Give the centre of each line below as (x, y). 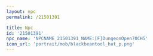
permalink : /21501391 (33, 17)
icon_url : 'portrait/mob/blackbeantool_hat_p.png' (71, 44)
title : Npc (20, 28)
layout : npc (21, 11)
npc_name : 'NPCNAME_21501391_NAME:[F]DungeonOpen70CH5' (77, 39)
